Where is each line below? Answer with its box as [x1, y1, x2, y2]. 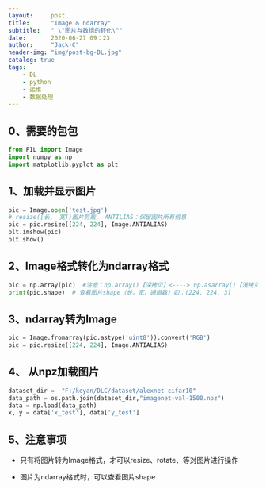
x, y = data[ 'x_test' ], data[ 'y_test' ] [8, 409, 140, 417]
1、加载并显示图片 [8, 184, 97, 198]
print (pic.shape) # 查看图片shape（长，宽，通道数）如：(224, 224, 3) [8, 288, 232, 296]
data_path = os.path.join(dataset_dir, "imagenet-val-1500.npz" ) [8, 394, 225, 402]
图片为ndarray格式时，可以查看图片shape [19, 472, 156, 482]
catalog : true [8, 56, 55, 64]
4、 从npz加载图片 [8, 365, 100, 379]
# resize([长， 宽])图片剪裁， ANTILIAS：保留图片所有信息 [8, 214, 187, 221]
